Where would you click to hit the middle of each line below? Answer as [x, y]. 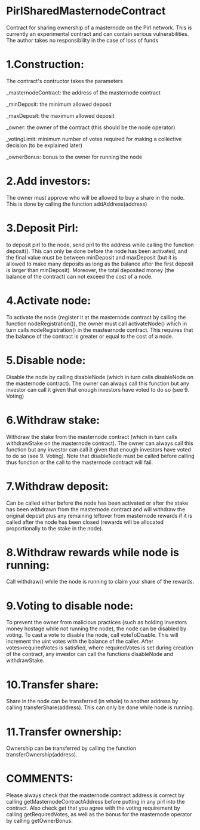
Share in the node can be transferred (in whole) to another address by [92, 701]
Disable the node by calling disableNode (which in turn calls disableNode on [100, 377]
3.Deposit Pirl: [42, 228]
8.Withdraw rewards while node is [93, 552]
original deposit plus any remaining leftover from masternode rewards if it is [99, 515]
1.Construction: [45, 65]
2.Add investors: [48, 181]
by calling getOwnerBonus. [40, 821]
